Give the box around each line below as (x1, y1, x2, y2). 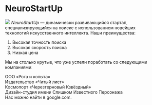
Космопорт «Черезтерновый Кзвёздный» (5, 84, 92, 90)
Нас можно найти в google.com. (5, 94, 72, 100)
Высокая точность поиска (12, 39, 67, 45)
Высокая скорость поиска (12, 44, 67, 50)
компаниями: (5, 64, 33, 70)
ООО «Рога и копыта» (5, 73, 51, 79)
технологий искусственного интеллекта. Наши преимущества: (5, 30, 136, 35)
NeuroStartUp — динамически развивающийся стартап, (11, 19, 128, 25)
